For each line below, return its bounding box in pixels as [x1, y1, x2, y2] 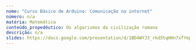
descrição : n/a [6, 30, 43, 36]
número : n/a [6, 14, 35, 20]
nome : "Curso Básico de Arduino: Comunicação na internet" [6, 8, 153, 14]
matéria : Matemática [6, 19, 57, 25]
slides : [6, 35, 25, 41]
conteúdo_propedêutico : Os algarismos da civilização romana [6, 24, 158, 30]
